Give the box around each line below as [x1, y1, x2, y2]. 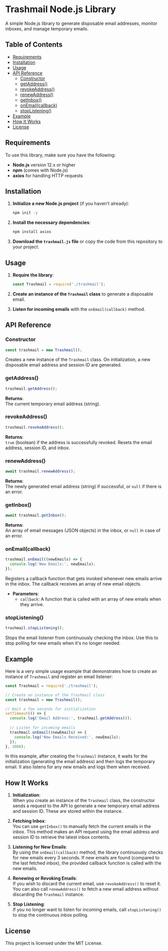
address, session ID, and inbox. [5, 445, 71, 451]
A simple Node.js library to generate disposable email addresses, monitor [5, 20, 158, 26]
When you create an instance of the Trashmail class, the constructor [12, 798, 155, 804]
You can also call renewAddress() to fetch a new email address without [12, 886, 159, 892]
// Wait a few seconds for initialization [5, 706, 96, 711]
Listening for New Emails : [12, 844, 67, 850]
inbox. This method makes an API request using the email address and [12, 829, 159, 835]
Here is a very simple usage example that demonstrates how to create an [5, 668, 157, 674]
